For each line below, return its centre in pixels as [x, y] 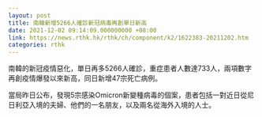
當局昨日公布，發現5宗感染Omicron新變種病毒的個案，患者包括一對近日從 [128, 95]
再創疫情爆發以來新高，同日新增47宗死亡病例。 [85, 78]
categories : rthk [37, 45]
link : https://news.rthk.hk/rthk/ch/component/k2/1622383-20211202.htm [128, 38]
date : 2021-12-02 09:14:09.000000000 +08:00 [82, 30]
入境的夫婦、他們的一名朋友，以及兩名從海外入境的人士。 [122, 105]
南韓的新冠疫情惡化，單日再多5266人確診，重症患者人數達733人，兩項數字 [130, 69]
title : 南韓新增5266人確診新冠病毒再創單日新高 [78, 23]
